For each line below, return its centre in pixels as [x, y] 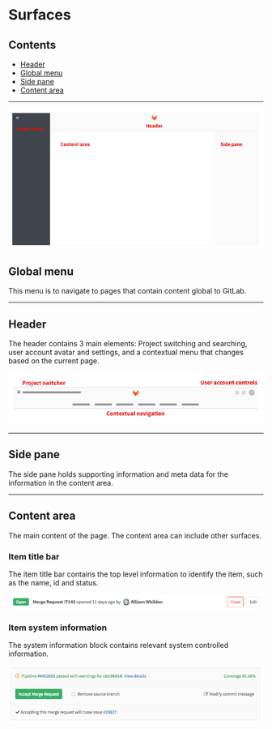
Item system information [58, 628]
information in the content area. [61, 482]
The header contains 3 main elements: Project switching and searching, [128, 344]
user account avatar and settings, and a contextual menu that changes [126, 352]
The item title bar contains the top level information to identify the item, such [136, 574]
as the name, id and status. [53, 582]
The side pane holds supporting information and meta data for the [119, 474]
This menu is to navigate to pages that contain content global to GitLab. [127, 291]
